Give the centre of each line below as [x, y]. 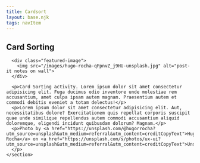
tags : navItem [24, 23]
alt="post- [177, 66]
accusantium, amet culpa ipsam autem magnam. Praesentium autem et [92, 97]
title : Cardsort [26, 12]
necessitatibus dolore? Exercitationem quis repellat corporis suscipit [98, 113]
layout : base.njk [28, 17]
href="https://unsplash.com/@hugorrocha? [104, 129]
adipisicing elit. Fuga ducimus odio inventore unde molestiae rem [92, 92]
